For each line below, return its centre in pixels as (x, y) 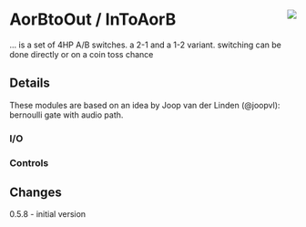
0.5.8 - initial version (48, 214)
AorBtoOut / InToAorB (93, 20)
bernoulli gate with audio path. (66, 115)
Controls (29, 162)
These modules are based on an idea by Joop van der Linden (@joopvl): (145, 105)
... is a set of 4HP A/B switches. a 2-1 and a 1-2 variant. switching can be (146, 45)
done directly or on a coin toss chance (82, 54)
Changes (36, 192)
